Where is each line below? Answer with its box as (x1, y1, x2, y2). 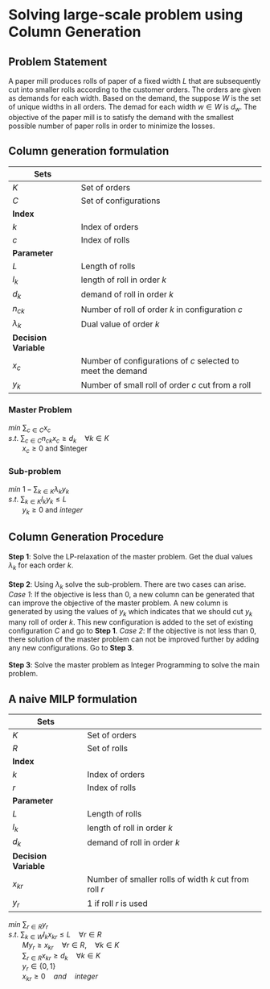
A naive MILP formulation (8, 692, 138, 706)
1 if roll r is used (87, 897, 148, 908)
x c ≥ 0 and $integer (22, 443, 88, 455)
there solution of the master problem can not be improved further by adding (8, 634, 260, 644)
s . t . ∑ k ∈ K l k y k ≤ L (8, 494, 67, 506)
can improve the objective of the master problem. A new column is (8, 598, 229, 608)
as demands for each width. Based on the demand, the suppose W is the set (8, 93, 261, 102)
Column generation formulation (8, 144, 170, 158)
